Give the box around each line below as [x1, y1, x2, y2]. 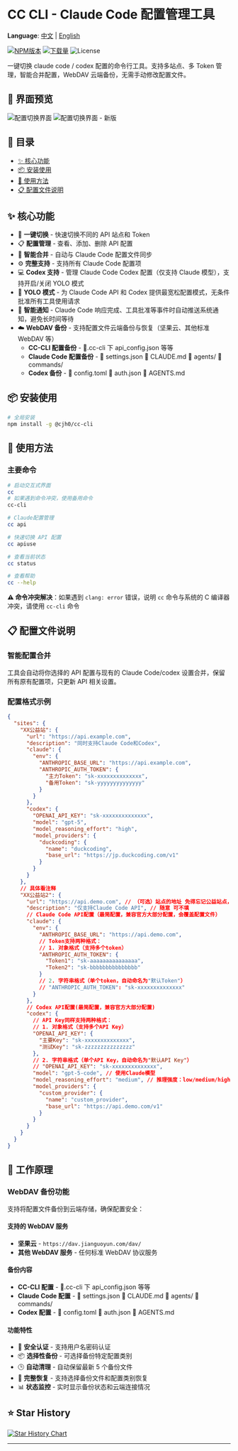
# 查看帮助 [7, 572, 35, 580]
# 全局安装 [7, 414, 35, 421]
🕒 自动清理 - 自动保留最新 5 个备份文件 [17, 1363, 133, 1371]
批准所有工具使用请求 [17, 297, 80, 305]
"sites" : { [13, 719, 46, 727]
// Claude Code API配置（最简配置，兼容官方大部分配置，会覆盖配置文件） [25, 911, 221, 918]
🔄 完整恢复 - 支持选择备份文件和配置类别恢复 [17, 1374, 149, 1382]
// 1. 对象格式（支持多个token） [38, 944, 127, 952]
